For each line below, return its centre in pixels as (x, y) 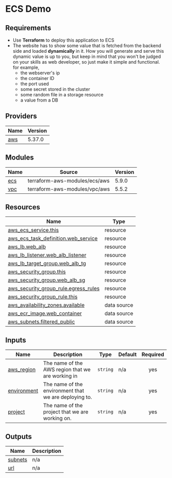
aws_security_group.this (37, 272)
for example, (26, 67)
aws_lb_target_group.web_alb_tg (47, 264)
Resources (23, 207)
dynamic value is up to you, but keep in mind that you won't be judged (87, 56)
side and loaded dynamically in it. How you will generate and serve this (88, 51)
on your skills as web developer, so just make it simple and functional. (86, 62)
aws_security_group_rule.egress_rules (54, 289)
